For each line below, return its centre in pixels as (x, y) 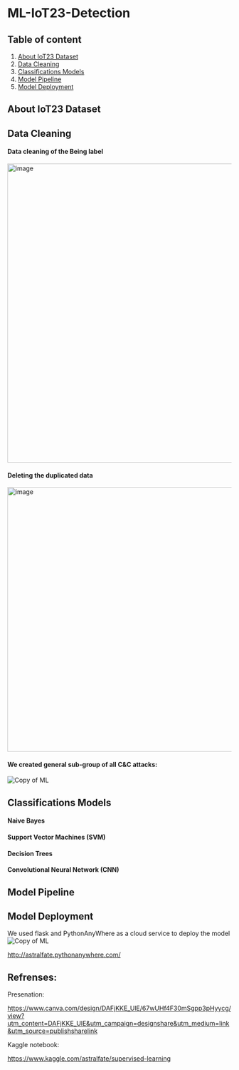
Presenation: (26, 994)
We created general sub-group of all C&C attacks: (83, 764)
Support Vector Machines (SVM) (57, 837)
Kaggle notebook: (33, 1045)
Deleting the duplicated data (51, 475)
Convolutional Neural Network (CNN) (63, 870)
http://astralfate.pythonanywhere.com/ (64, 955)
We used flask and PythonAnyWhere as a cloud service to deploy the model (119, 933)
